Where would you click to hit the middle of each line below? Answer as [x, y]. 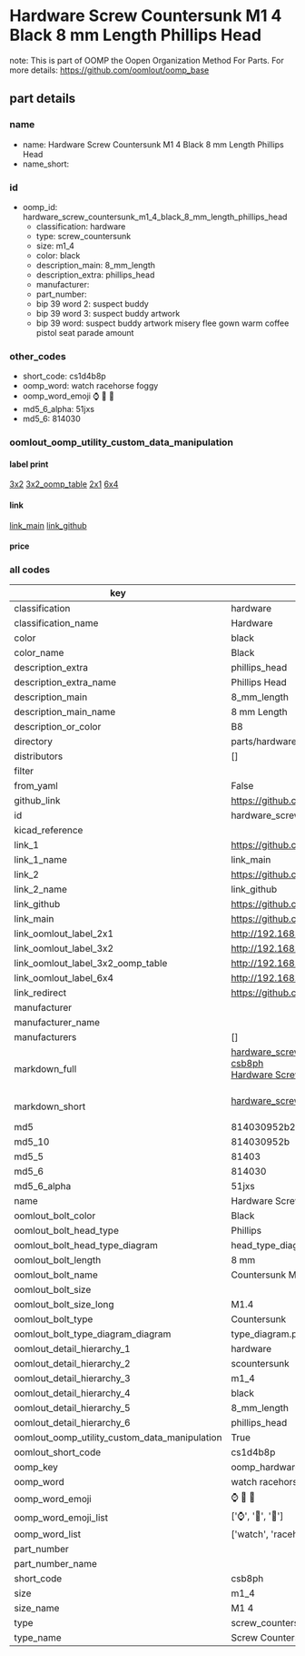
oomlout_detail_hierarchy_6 [72, 1423]
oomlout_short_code [58, 1452]
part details [43, 99]
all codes [30, 570]
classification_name [56, 623]
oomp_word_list [48, 1534]
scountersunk [261, 1364]
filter [24, 772]
